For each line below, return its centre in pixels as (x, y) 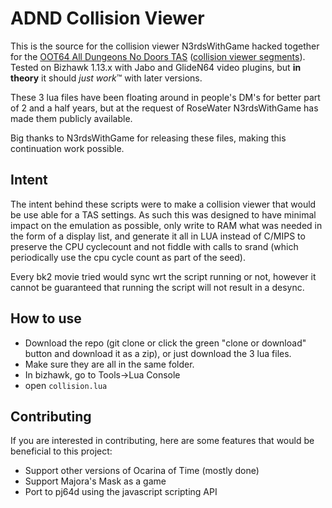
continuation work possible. (67, 148)
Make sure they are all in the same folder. (109, 364)
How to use (46, 318)
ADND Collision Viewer (107, 18)
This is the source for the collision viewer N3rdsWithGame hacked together (165, 46)
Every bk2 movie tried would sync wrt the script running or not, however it (163, 276)
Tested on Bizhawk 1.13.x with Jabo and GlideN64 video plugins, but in (156, 67)
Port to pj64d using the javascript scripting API (121, 492)
